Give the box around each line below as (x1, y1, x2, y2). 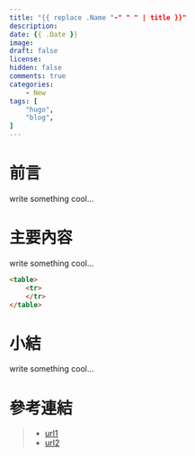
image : (9, 38, 34, 48)
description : (9, 22, 58, 31)
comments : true (9, 72, 66, 81)
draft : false (9, 47, 58, 56)
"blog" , (25, 113, 54, 122)
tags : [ (9, 96, 39, 106)
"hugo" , (25, 105, 54, 114)
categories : (9, 80, 54, 89)
